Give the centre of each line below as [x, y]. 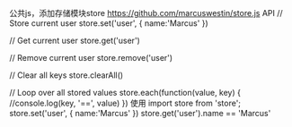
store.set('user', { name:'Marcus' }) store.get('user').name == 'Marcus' [140, 113]
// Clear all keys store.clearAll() [66, 75]
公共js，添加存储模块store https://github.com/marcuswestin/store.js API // [146, 13]
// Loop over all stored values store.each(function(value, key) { [125, 93]
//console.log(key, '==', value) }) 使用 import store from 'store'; [125, 103]
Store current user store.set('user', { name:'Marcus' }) [109, 23]
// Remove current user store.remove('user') [91, 58]
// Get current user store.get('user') [75, 40]
